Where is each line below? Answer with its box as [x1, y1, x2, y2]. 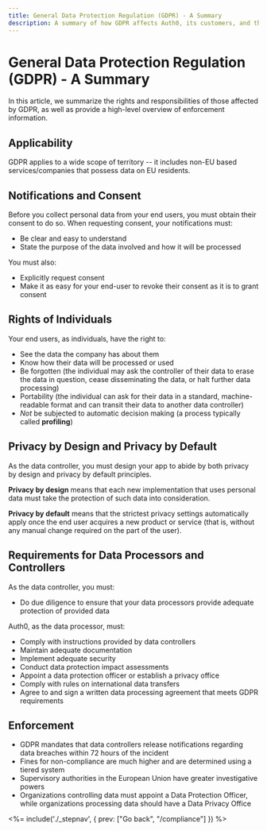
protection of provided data [19, 605, 110, 616]
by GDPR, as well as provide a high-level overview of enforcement [8, 105, 225, 114]
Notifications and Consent [8, 188, 141, 203]
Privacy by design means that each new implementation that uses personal [8, 485, 256, 494]
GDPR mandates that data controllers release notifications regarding [19, 740, 244, 749]
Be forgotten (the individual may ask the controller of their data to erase [19, 366, 254, 376]
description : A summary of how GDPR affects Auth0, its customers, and [8, 19, 250, 27]
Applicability [8, 136, 73, 149]
